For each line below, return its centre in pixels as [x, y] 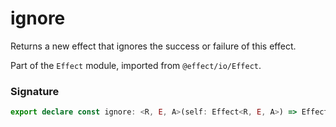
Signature [35, 91]
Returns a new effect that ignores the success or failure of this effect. [153, 46]
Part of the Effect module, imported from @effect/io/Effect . [136, 65]
